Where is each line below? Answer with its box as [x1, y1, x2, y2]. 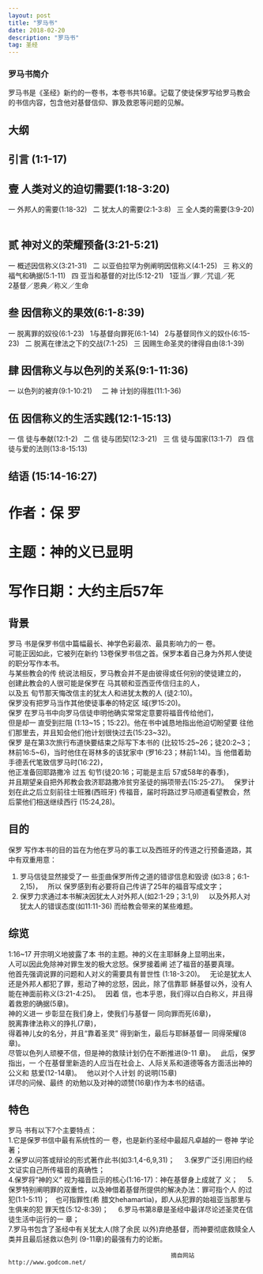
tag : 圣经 [8, 41, 38, 49]
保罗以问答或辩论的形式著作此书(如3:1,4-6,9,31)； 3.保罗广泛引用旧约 [14, 1155, 246, 1165]
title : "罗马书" [8, 19, 58, 27]
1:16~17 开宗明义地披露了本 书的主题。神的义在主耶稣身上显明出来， [8, 949, 229, 958]
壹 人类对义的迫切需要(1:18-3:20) [8, 182, 171, 195]
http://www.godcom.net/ [8, 1259, 87, 1267]
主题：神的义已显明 [8, 544, 133, 562]
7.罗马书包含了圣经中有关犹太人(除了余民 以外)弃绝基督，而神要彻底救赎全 [8, 1224, 249, 1234]
